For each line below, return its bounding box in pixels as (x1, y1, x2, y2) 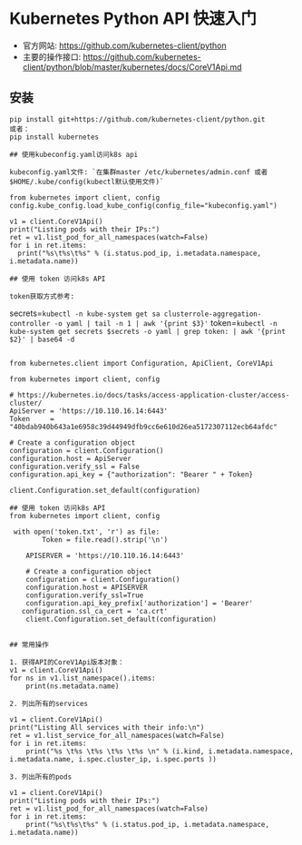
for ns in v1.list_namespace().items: (9, 673, 156, 683)
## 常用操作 (9, 640, 50, 649)
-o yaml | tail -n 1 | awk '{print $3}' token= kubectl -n (54, 317, 278, 328)
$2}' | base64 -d (9, 335, 75, 344)
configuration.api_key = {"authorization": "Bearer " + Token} (9, 469, 254, 479)
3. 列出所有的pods (9, 772, 73, 781)
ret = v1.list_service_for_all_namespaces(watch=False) (9, 731, 225, 740)
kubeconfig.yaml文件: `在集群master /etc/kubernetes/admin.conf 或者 (9, 167, 268, 177)
